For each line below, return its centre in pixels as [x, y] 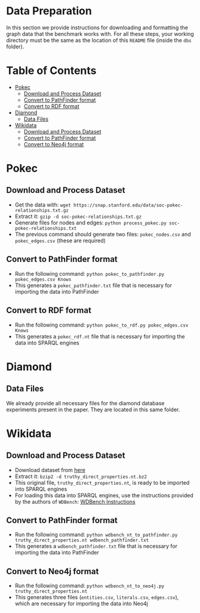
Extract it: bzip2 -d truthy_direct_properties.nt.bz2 [81, 476]
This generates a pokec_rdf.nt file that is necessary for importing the [100, 336]
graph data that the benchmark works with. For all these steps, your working [100, 33]
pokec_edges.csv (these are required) [60, 241]
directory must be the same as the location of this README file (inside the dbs [99, 40]
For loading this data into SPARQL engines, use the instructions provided [104, 495]
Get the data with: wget [43, 205]
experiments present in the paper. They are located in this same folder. [93, 409]
